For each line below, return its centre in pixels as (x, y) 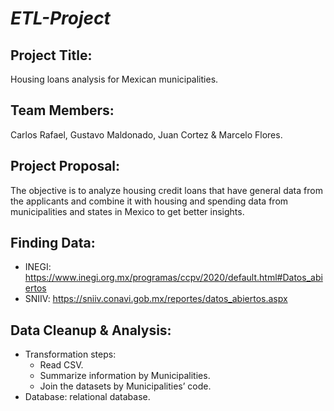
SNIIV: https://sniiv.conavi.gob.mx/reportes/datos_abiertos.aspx (156, 299)
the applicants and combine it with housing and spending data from (149, 201)
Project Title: (51, 55)
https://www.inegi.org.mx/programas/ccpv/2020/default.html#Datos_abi (173, 278)
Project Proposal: (65, 166)
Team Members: (62, 110)
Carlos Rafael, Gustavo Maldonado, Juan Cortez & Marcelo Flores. (146, 134)
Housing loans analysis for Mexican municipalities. (114, 79)
